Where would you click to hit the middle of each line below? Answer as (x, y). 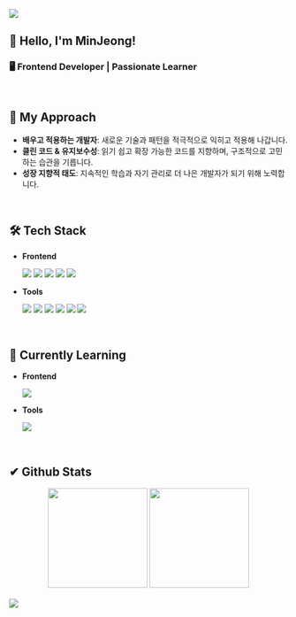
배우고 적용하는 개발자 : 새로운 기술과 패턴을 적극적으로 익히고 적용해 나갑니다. (155, 140)
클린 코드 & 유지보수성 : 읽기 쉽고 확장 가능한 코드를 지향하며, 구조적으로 (144, 150)
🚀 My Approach (53, 117)
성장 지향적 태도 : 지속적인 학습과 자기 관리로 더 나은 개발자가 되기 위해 (142, 173)
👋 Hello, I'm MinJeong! (73, 41)
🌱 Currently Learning (68, 355)
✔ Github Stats (51, 471)
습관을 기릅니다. (66, 162)
